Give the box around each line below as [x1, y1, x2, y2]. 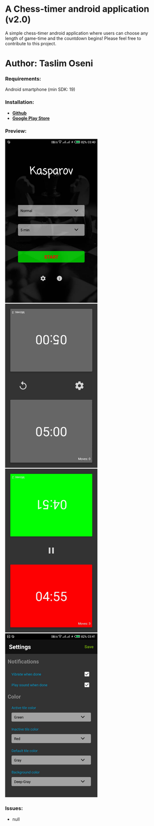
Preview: [5, 127, 27, 134]
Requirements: [5, 75, 41, 82]
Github [12, 110, 27, 116]
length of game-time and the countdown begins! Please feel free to [5, 35, 141, 41]
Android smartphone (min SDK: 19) [5, 87, 75, 92]
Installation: [5, 99, 34, 106]
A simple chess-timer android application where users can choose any [5, 30, 149, 36]
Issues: [5, 805, 23, 812]
